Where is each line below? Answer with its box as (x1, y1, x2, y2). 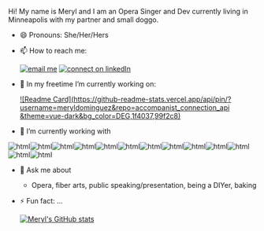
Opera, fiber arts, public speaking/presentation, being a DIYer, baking (31, 181, 257, 189)
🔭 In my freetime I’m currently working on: (19, 79, 156, 89)
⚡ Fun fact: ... (19, 196, 63, 205)
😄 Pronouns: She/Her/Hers (19, 31, 109, 39)
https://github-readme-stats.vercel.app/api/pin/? (73, 94, 232, 104)
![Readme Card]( (19, 94, 74, 104)
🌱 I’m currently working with (19, 126, 111, 136)
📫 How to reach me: (19, 46, 87, 55)
